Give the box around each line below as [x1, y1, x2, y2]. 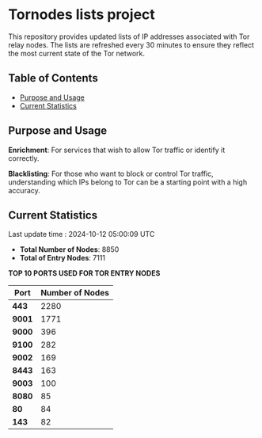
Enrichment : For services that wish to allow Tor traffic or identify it [8, 145, 226, 154]
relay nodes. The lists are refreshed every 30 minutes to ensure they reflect [8, 40, 255, 49]
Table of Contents [8, 71, 99, 85]
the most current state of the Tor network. [8, 48, 145, 58]
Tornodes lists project [8, 6, 156, 24]
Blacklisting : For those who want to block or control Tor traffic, [8, 169, 214, 178]
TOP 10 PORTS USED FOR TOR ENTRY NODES [8, 269, 161, 278]
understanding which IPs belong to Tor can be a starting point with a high [8, 177, 248, 187]
